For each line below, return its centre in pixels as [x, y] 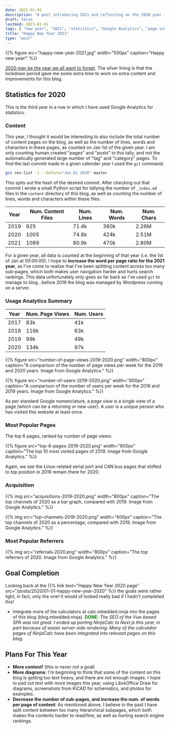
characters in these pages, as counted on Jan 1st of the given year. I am [80, 147]
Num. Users [89, 314]
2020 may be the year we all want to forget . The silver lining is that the [79, 68]
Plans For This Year [36, 655]
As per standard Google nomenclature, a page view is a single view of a [80, 401]
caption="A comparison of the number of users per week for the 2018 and [82, 386]
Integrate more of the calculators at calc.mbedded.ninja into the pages [86, 611]
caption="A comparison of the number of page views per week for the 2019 [84, 365]
